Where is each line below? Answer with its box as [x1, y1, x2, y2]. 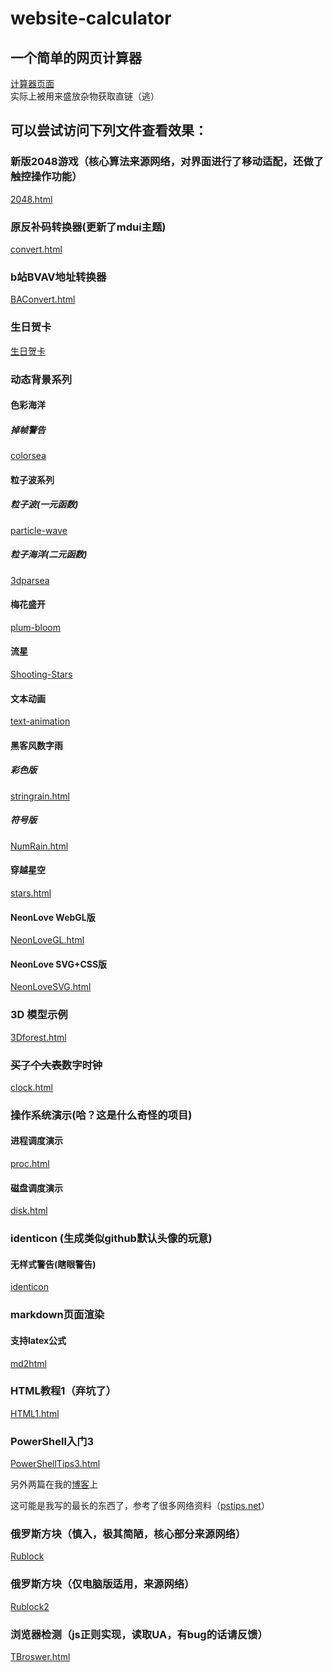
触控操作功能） [10, 170, 83, 184]
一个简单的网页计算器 [10, 49, 142, 66]
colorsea [10, 450, 47, 462]
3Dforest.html [10, 1031, 67, 1043]
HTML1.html [10, 1407, 60, 1419]
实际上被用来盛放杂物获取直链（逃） [10, 90, 160, 102]
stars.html [10, 887, 52, 899]
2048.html [10, 193, 53, 205]
